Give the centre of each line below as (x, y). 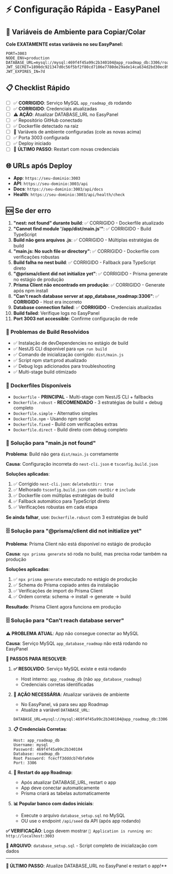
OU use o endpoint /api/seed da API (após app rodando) (81, 821)
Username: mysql (31, 745)
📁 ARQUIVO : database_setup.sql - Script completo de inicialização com (82, 846)
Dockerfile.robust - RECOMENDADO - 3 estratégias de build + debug (88, 402)
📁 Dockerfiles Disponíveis (39, 386)
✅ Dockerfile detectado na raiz (46, 126)
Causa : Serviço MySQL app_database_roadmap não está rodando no (77, 643)
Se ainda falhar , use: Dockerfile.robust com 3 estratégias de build (77, 517)
